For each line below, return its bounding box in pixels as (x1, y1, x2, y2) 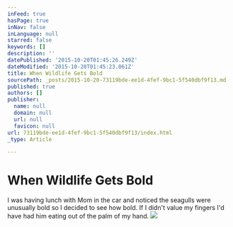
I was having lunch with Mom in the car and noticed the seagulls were (7, 196, 211, 204)
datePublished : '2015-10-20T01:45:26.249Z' (7, 57, 138, 64)
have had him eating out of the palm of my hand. (7, 212, 149, 221)
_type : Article (7, 135, 52, 143)
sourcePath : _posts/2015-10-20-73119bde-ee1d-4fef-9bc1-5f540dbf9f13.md (7, 76, 227, 84)
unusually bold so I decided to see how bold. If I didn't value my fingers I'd (7, 204, 225, 212)
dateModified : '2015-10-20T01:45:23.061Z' (7, 63, 135, 70)
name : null (13, 103, 46, 110)
